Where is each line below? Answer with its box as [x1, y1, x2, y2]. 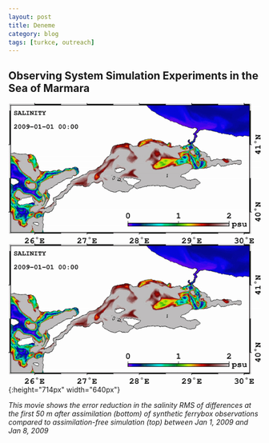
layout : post [8, 13, 52, 21]
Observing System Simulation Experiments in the [8, 69, 259, 82]
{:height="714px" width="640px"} [8, 385, 121, 395]
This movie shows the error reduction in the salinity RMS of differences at [8, 401, 252, 410]
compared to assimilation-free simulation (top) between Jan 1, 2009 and [8, 417, 249, 427]
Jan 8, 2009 [8, 426, 49, 436]
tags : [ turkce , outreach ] [8, 38, 94, 46]
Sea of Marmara [8, 81, 90, 95]
